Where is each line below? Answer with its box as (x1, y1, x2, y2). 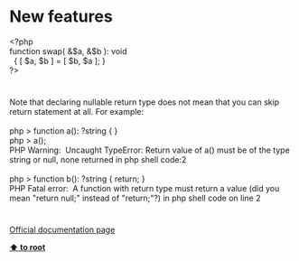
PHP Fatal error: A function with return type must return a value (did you (9, 183, 280, 194)
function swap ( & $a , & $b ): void (9, 45, 128, 56)
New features (9, 6, 113, 27)
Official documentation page (9, 224, 116, 236)
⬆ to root (9, 242, 46, 253)
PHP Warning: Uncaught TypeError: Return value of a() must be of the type (9, 144, 291, 155)
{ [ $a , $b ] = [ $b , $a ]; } (13, 55, 107, 66)
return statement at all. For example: (9, 107, 145, 117)
